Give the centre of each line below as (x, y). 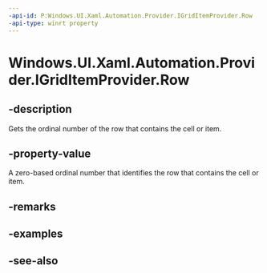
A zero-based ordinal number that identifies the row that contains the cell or (133, 173)
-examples (36, 234)
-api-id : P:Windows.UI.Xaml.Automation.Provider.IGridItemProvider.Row (130, 16)
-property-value (50, 153)
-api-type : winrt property (53, 23)
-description (40, 109)
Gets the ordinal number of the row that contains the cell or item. (115, 128)
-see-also (33, 261)
